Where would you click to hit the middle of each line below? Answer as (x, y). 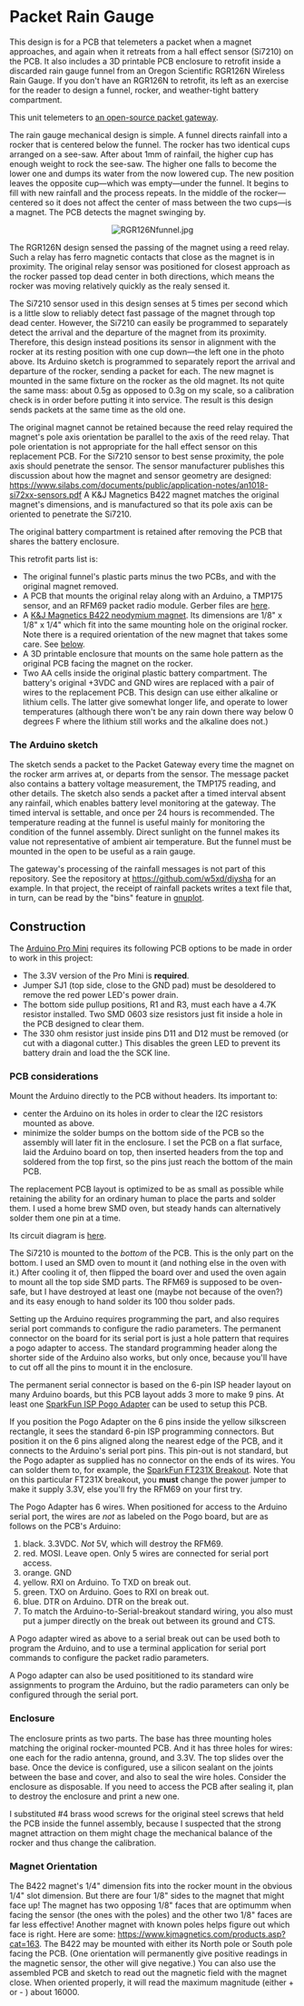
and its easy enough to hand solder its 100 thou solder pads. (123, 1301)
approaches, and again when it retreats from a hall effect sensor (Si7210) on (152, 51)
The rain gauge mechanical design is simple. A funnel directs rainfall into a (148, 134)
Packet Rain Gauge (82, 17)
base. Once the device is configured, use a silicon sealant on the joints (142, 1767)
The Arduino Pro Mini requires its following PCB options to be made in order (151, 949)
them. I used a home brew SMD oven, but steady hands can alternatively (145, 1209)
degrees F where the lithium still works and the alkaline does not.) (146, 721)
